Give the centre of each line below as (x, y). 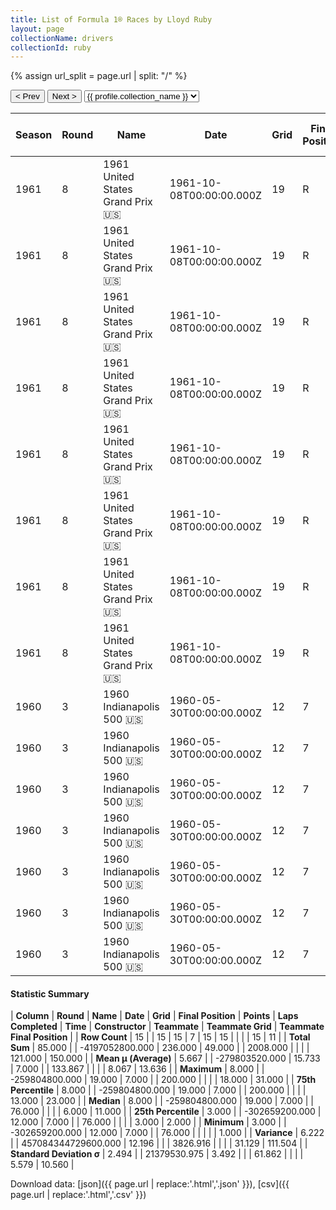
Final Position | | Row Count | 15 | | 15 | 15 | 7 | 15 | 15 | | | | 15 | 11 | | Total (160, 1037)
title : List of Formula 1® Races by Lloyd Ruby (111, 19)
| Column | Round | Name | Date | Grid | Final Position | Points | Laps (154, 1016)
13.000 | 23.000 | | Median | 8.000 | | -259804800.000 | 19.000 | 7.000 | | (162, 1101)
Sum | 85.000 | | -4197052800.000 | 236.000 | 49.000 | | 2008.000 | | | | (160, 1048)
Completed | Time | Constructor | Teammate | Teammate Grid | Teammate (167, 1027)
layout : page (37, 29)
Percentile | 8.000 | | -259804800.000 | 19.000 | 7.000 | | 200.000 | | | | (158, 1090)
